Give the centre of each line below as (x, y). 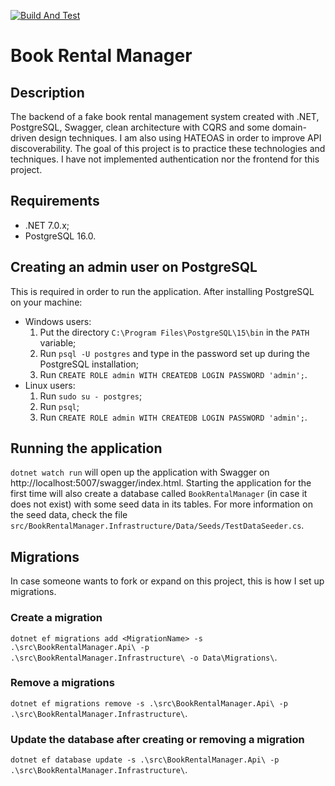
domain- (289, 127)
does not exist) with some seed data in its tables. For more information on (161, 504)
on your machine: (46, 302)
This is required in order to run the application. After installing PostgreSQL (162, 291)
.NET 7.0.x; (47, 225)
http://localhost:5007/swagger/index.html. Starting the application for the (161, 483)
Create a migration (56, 618)
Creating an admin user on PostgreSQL (134, 267)
